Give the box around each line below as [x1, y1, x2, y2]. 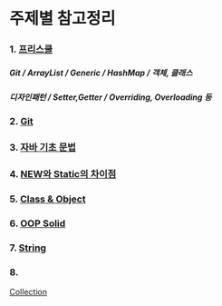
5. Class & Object [9, 192, 86, 205]
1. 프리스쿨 [9, 43, 53, 55]
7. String [9, 242, 47, 254]
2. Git [9, 115, 34, 128]
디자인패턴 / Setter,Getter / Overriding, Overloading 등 [9, 92, 212, 103]
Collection [9, 287, 48, 298]
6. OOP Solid [9, 217, 66, 230]
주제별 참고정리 [9, 8, 116, 29]
